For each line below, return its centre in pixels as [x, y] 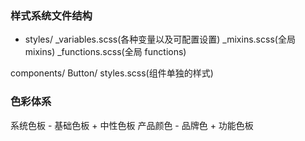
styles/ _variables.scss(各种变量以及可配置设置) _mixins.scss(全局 [160, 39]
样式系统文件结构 [51, 15]
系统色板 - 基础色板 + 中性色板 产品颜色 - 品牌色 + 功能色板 [132, 125]
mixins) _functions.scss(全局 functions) [105, 52]
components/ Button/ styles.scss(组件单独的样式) [112, 73]
